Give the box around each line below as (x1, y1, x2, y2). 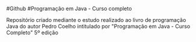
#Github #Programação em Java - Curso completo (6, 5, 132, 12)
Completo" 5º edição (6, 29, 58, 36)
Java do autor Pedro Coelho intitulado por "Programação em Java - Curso (6, 23, 191, 30)
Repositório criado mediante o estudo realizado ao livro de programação (6, 17, 186, 23)
